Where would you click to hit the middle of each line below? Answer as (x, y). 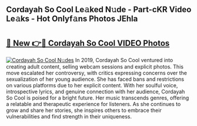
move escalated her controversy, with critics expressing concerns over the (96, 73)
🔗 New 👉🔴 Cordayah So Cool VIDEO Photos (88, 43)
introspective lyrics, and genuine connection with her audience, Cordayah (96, 91)
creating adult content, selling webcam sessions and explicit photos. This (95, 67)
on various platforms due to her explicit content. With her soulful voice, (92, 85)
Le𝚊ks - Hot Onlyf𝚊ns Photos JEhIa (72, 19)
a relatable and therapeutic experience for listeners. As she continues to (94, 104)
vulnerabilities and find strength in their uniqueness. (69, 116)
